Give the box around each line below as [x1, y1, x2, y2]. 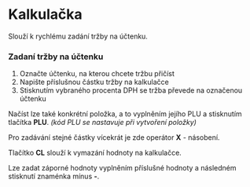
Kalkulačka [8, 5, 83, 24]
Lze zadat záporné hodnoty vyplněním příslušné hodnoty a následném [8, 163, 237, 173]
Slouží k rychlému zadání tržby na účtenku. [8, 31, 148, 41]
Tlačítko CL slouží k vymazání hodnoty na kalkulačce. [8, 148, 182, 158]
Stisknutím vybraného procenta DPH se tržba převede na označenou [19, 86, 243, 95]
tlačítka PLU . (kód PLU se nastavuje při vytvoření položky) [8, 118, 197, 127]
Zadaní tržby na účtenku [8, 51, 104, 62]
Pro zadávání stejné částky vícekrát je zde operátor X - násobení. [8, 133, 220, 142]
